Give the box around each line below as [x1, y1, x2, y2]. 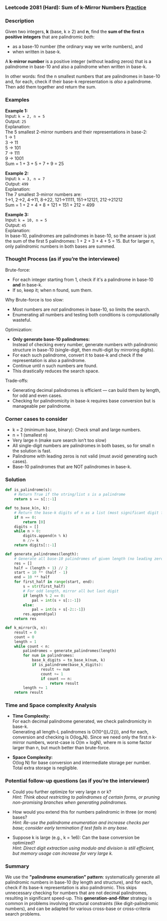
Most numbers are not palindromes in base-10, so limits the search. [12, 306, 151, 312]
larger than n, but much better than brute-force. [12, 745, 110, 751]
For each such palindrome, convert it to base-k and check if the [12, 352, 143, 358]
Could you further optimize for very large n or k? [12, 789, 112, 795]
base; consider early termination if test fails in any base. [12, 825, 128, 830]
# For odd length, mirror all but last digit [23, 588, 119, 593]
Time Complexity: [12, 713, 51, 719]
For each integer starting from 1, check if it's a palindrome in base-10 [12, 276, 154, 282]
